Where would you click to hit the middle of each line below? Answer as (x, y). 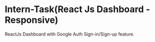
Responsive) (32, 20)
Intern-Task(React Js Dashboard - (77, 9)
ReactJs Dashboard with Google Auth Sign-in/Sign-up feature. (70, 34)
